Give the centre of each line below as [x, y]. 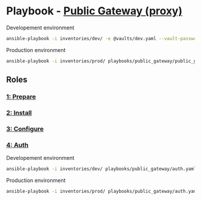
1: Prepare [21, 97]
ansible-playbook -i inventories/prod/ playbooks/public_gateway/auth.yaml [103, 192]
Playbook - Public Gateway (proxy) [94, 11]
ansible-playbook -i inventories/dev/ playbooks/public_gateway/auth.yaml [101, 169]
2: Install [19, 113]
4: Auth [17, 145]
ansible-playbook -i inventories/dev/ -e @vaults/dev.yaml [81, 38]
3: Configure [25, 129]
